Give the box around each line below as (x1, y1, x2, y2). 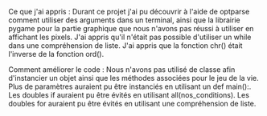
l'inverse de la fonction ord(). (8, 50, 105, 58)
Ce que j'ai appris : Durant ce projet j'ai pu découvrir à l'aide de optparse (8, 7, 250, 16)
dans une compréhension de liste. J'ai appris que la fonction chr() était (8, 41, 243, 50)
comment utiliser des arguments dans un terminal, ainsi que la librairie (8, 15, 240, 25)
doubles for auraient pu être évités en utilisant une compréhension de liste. (8, 99, 257, 108)
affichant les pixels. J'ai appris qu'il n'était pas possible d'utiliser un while (8, 32, 252, 42)
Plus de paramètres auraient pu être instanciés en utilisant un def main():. (8, 82, 252, 91)
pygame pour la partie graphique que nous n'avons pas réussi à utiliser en (8, 24, 254, 33)
